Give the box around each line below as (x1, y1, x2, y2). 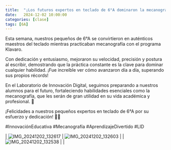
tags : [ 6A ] (5, 21, 28, 27)
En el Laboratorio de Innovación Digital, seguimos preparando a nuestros (5, 82, 158, 88)
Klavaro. (5, 46, 23, 52)
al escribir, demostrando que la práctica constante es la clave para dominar (5, 62, 163, 68)
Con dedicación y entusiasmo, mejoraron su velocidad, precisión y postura (5, 56, 162, 63)
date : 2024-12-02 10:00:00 (5, 12, 67, 17)
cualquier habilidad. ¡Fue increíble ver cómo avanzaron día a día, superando (5, 67, 164, 73)
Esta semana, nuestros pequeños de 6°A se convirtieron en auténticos (5, 36, 153, 42)
